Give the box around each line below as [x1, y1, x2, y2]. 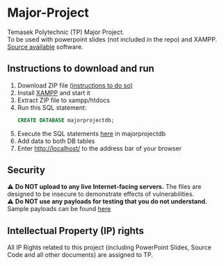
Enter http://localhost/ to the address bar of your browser [17, 144, 182, 152]
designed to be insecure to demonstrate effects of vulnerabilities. [7, 190, 195, 199]
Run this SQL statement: [17, 103, 87, 112]
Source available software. [7, 42, 83, 51]
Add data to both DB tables [17, 137, 95, 145]
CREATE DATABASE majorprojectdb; [17, 117, 115, 124]
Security [7, 165, 45, 176]
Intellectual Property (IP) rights [7, 224, 145, 237]
